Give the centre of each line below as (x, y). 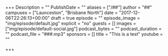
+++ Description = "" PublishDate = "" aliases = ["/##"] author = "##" (79, 7)
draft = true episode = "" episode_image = (96, 18)
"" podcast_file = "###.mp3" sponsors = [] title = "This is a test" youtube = (84, 34)
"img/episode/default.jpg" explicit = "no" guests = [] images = (71, 23)
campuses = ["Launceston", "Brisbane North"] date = (62, 13)
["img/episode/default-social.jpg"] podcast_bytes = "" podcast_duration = (83, 29)
